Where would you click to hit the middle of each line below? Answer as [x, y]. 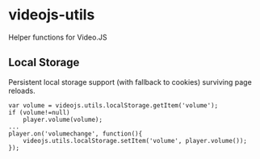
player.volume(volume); [63, 119]
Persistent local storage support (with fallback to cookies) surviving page [130, 82]
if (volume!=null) [39, 112]
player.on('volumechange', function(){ [75, 134]
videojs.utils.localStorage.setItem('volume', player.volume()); [135, 140]
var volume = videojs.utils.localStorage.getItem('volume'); [113, 105]
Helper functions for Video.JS [58, 37]
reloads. [22, 90]
